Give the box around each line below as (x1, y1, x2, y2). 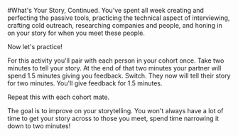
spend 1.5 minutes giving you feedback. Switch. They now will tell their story (7, 71, 231, 80)
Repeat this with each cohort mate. (7, 93, 110, 101)
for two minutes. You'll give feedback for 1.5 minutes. (7, 79, 163, 88)
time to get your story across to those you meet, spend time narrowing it (7, 114, 219, 122)
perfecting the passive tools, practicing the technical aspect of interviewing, (7, 14, 230, 22)
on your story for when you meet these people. (7, 28, 146, 37)
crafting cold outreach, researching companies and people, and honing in (7, 21, 222, 29)
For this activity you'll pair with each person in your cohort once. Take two (7, 56, 225, 65)
